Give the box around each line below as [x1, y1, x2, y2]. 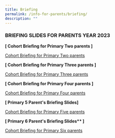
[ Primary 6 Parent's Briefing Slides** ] [5, 118, 85, 124]
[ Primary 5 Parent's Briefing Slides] [5, 99, 79, 105]
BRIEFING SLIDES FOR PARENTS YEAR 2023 [5, 32, 110, 39]
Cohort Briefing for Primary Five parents [5, 108, 85, 114]
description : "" [5, 16, 38, 21]
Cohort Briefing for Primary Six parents [5, 127, 83, 133]
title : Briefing [5, 7, 38, 12]
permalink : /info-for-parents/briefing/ [5, 12, 88, 16]
